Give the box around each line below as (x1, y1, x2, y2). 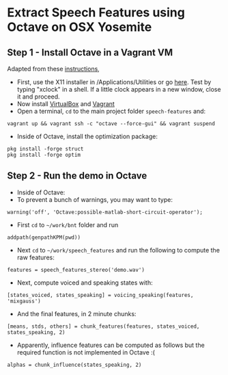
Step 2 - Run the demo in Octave (7, 170, 147, 182)
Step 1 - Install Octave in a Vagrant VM (7, 47, 173, 58)
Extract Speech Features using (7, 5, 186, 21)
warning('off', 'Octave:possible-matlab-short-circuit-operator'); (7, 209, 203, 216)
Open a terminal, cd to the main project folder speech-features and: (16, 107, 206, 115)
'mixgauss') (7, 298, 41, 305)
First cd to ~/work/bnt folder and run (16, 220, 119, 229)
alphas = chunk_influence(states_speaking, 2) (7, 361, 142, 368)
